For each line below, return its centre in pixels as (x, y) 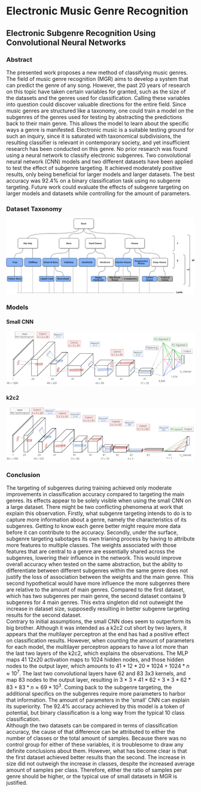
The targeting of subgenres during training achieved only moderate (89, 488)
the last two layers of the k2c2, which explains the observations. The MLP (97, 653)
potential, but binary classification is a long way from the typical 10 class (95, 712)
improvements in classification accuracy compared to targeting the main (95, 494)
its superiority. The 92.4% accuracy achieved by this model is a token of (95, 706)
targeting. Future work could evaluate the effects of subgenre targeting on (98, 187)
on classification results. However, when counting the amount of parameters (100, 641)
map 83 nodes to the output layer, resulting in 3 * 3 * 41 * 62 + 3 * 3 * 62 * (99, 680)
